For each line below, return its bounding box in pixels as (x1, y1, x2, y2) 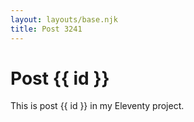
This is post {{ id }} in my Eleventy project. (10, 100, 185, 112)
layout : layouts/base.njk (10, 14, 118, 25)
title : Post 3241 (10, 24, 83, 34)
